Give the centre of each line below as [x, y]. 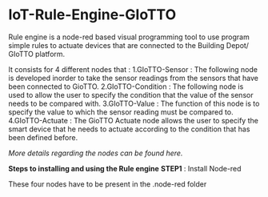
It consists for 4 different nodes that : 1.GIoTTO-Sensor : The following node [133, 69]
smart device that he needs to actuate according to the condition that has [129, 129]
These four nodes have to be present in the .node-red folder [108, 184]
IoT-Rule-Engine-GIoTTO [92, 15]
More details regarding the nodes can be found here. [96, 153]
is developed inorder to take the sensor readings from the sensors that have [133, 78]
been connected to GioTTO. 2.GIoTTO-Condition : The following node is [126, 86]
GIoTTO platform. [37, 54]
